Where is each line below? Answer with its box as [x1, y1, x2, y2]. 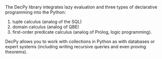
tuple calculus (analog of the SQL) [12, 19, 82, 24]
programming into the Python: [5, 9, 66, 15]
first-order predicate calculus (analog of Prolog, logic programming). [12, 29, 152, 35]
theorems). [5, 49, 28, 55]
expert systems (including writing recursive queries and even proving [5, 44, 147, 49]
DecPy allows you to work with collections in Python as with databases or [5, 39, 155, 44]
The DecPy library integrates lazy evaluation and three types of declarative [5, 4, 158, 10]
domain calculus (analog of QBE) [12, 24, 80, 30]
